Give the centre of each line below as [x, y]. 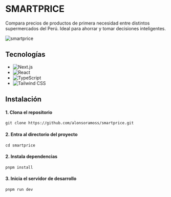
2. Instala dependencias [31, 157]
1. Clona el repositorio [29, 112]
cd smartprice [20, 145]
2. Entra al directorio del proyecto [41, 134]
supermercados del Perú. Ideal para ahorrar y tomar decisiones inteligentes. [86, 28]
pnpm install [19, 167]
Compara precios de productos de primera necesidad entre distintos [78, 23]
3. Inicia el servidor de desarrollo [41, 179]
